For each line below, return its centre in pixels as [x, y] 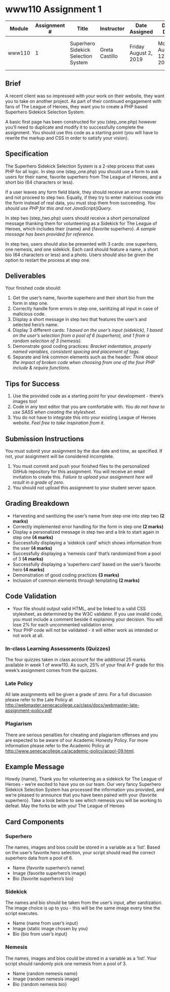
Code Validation [31, 596]
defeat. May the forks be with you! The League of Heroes [65, 806]
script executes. [22, 914]
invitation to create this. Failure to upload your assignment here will [82, 477]
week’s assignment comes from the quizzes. [52, 670]
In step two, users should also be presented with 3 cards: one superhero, [81, 244]
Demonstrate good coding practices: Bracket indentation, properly [82, 346]
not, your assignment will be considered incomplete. [60, 456]
